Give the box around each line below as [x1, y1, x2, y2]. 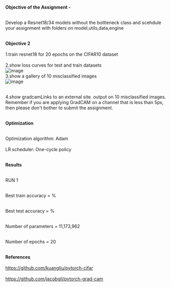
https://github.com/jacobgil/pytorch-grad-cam [5, 276, 103, 282]
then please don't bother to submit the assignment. [5, 105, 114, 111]
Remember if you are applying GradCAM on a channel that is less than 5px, [5, 99, 164, 105]
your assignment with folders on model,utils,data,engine [5, 25, 124, 31]
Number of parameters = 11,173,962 [5, 223, 80, 229]
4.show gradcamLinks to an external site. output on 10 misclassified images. [5, 94, 166, 100]
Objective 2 [5, 40, 31, 46]
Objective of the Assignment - [5, 4, 71, 10]
